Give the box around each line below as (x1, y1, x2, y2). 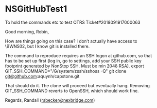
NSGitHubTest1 (5, 3, 67, 15)
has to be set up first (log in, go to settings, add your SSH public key (5, 58, 142, 63)
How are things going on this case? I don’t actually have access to (5, 38, 138, 44)
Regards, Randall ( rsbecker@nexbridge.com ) (5, 97, 95, 103)
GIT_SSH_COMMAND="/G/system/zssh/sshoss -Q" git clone (5, 68, 126, 74)
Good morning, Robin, (5, 29, 49, 34)
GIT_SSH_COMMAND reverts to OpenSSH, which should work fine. (5, 88, 139, 93)
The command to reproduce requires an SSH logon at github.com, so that (5, 52, 152, 59)
